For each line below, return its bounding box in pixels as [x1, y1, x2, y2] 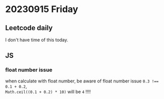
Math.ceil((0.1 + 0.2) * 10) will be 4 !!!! [5, 88, 91, 94]
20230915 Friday [5, 4, 78, 15]
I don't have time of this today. [5, 37, 69, 43]
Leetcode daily [5, 24, 53, 32]
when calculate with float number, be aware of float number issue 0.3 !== [5, 78, 159, 84]
